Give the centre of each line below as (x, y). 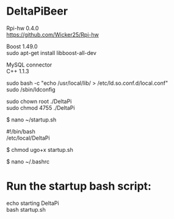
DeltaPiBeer (37, 11)
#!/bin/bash (21, 131)
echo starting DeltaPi (33, 203)
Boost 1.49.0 (22, 46)
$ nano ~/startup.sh (31, 120)
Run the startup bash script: (79, 186)
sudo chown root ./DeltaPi (39, 101)
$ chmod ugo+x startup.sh (40, 149)
